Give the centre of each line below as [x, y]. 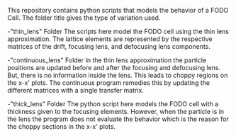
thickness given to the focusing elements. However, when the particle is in [116, 111]
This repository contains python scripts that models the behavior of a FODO [118, 10]
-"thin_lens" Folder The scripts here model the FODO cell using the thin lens [118, 31]
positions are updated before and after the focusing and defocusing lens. [114, 68]
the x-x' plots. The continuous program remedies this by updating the [109, 83]
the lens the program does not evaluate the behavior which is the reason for [118, 119]
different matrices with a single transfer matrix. [75, 90]
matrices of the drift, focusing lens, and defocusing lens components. [109, 46]
